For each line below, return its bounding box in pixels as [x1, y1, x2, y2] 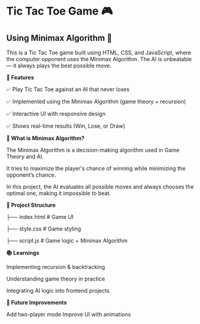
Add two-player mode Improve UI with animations [6, 311, 131, 318]
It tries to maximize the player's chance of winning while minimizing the [6, 165, 186, 172]
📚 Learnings [6, 249, 40, 256]
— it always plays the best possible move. [6, 62, 112, 69]
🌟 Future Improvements [6, 299, 67, 306]
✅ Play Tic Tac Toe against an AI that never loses [6, 86, 130, 93]
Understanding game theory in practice [6, 275, 105, 282]
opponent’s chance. [6, 171, 56, 179]
